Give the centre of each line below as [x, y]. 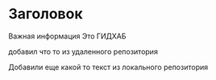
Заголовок [46, 14]
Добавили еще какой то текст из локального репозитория [108, 67]
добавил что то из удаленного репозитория [83, 51]
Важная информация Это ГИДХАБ [67, 36]
